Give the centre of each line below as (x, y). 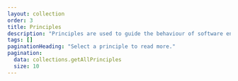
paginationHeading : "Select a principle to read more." (91, 46)
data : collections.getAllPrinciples (68, 60)
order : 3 (20, 20)
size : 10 (27, 66)
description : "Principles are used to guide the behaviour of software (115, 33)
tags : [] (20, 40)
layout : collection (36, 14)
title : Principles (34, 27)
